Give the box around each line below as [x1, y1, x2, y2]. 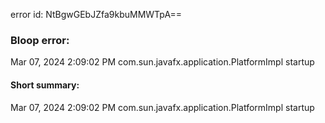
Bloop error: [10, 33, 70, 47]
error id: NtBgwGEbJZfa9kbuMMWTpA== [10, 9, 182, 20]
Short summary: [10, 79, 80, 91]
